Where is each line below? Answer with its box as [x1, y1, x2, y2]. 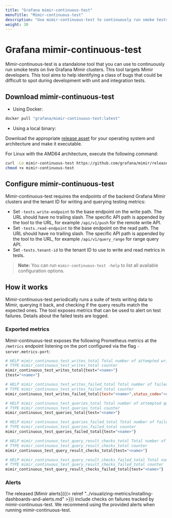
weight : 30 [5, 22, 29, 27]
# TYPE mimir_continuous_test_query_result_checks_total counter [5, 443, 147, 448]
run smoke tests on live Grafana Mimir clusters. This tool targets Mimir [5, 66, 154, 73]
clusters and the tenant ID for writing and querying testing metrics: [5, 199, 146, 205]
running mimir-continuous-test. [5, 507, 72, 513]
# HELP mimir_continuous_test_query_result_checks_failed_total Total [5, 457, 159, 462]
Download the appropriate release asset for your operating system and [5, 135, 155, 141]
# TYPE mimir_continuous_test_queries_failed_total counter [5, 424, 137, 430]
